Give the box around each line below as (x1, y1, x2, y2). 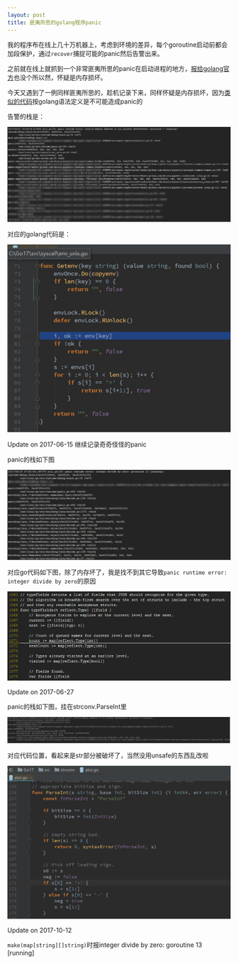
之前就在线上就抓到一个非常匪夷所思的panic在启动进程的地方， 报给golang (7, 64, 224, 72)
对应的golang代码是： (7, 229, 72, 238)
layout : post (7, 11, 46, 18)
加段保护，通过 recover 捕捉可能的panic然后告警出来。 (7, 49, 164, 57)
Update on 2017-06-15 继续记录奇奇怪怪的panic (7, 440, 147, 449)
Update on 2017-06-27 (7, 687, 74, 696)
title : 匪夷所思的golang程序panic (7, 18, 102, 26)
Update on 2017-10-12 (7, 926, 72, 935)
